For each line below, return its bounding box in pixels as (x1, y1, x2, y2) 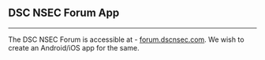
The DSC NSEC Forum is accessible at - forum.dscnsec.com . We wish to (8, 35, 244, 44)
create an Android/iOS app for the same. (8, 43, 140, 52)
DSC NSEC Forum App (8, 6, 120, 20)
